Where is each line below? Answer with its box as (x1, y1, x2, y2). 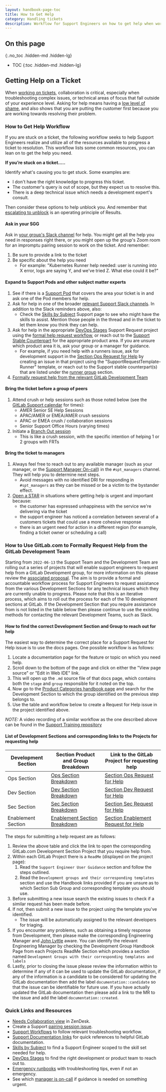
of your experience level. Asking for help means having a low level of (5, 100, 146, 106)
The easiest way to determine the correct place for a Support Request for (5, 639, 155, 645)
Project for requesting (105, 757, 158, 764)
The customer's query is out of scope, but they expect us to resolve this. (12, 184, 161, 190)
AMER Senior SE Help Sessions (19, 407, 83, 413)
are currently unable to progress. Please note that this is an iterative (5, 591, 143, 597)
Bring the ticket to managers (5, 450, 65, 456)
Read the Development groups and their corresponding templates (19, 875, 155, 881)
